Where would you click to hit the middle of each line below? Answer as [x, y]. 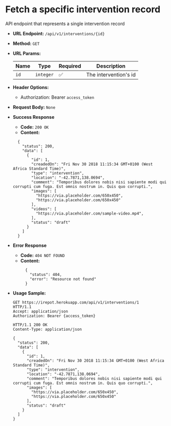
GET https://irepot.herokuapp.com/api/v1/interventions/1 [76, 302]
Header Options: [31, 87]
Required [70, 66]
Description [111, 66]
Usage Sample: [29, 293]
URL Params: [27, 53]
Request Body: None [34, 107]
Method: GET [26, 43]
